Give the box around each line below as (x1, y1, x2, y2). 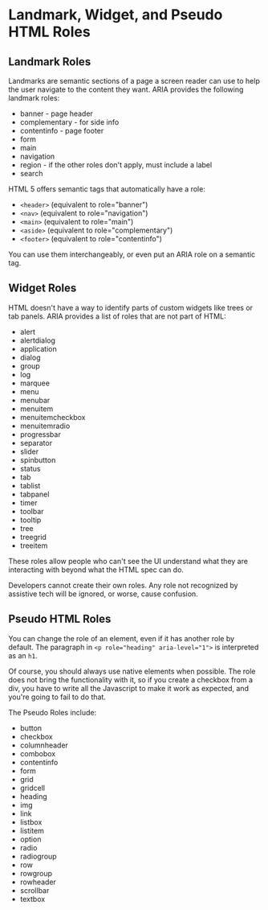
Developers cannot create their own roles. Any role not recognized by (8, 580, 238, 590)
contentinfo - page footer (19, 126, 104, 135)
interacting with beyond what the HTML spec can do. (8, 565, 185, 574)
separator (19, 438, 53, 447)
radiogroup (19, 851, 58, 861)
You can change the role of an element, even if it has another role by (8, 633, 235, 643)
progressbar (19, 429, 62, 439)
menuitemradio (19, 421, 71, 430)
